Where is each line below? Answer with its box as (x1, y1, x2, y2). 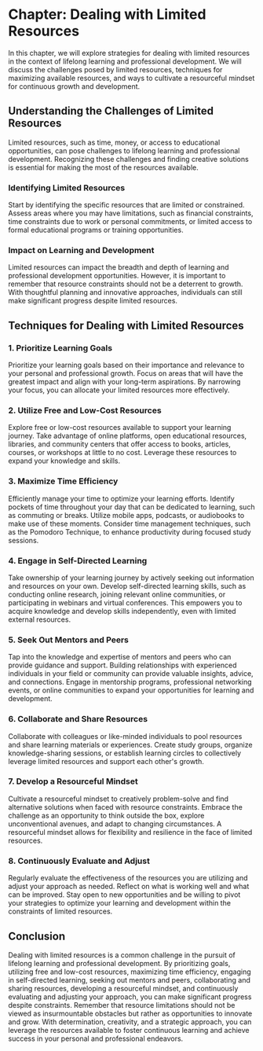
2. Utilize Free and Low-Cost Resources (8, 405, 163, 416)
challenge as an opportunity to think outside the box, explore (8, 810, 205, 820)
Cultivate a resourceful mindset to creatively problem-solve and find (8, 794, 229, 803)
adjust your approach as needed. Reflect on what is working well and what (8, 882, 250, 891)
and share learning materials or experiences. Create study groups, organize (8, 740, 253, 749)
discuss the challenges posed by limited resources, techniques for (8, 64, 223, 74)
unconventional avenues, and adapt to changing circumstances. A (8, 819, 222, 829)
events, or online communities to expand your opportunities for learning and (8, 685, 254, 695)
